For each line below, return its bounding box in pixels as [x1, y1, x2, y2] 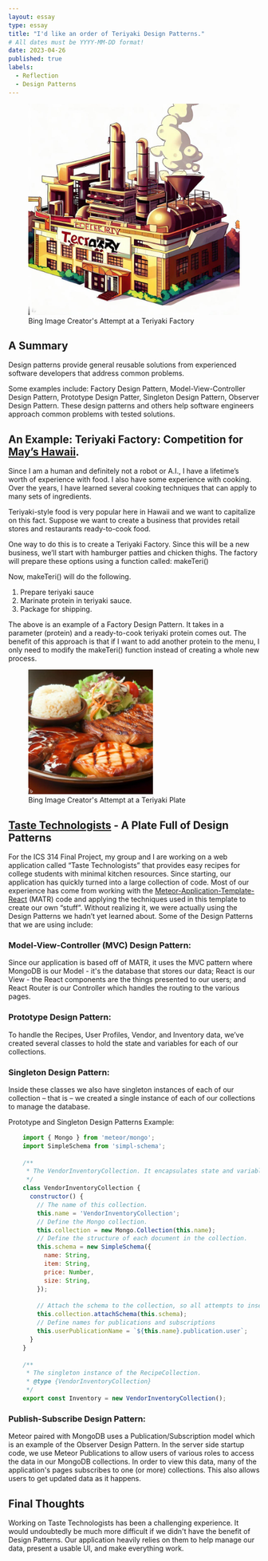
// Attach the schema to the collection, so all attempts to [37, 1302, 245, 1310]
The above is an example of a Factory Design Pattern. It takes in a [8, 620, 225, 629]
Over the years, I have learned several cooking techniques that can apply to [8, 483, 257, 493]
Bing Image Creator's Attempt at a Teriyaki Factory [28, 316, 195, 325]
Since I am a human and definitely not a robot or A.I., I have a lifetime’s [8, 467, 239, 476]
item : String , [43, 1260, 91, 1268]
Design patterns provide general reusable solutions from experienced [8, 360, 237, 370]
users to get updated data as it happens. [8, 1474, 141, 1484]
